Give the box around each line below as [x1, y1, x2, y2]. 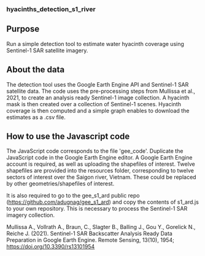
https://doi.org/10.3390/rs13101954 [6, 243, 95, 250]
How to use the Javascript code [6, 131, 130, 141]
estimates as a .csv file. [6, 113, 66, 121]
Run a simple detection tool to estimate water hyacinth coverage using [6, 40, 184, 47]
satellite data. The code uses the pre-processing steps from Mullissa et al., [6, 87, 195, 95]
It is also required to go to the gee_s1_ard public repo [6, 192, 140, 200]
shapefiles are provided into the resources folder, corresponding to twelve [6, 167, 195, 174]
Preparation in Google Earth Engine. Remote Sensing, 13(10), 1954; [6, 236, 175, 244]
